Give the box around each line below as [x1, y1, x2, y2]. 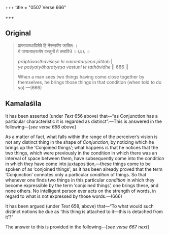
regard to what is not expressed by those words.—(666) [5, 193, 123, 199]
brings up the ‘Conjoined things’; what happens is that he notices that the [5, 144, 158, 150]
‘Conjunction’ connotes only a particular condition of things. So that [5, 171, 147, 177]
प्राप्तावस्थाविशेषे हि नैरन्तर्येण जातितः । [17, 42, 78, 48]
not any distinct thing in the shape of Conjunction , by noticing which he [5, 139, 154, 145]
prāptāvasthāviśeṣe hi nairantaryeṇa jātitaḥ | [17, 58, 113, 64]
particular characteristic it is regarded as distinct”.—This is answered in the [5, 118, 162, 124]
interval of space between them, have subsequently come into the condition [5, 155, 164, 161]
